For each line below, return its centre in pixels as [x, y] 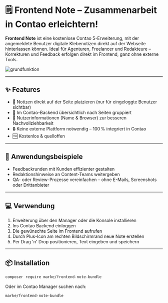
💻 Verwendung [30, 206]
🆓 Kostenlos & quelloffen [38, 136]
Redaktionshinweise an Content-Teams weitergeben [66, 174]
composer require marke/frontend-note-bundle [53, 277]
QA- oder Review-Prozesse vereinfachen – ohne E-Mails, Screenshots [84, 180]
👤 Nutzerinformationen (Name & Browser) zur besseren [69, 118]
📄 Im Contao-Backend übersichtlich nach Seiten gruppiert [72, 112]
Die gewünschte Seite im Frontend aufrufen [57, 231]
